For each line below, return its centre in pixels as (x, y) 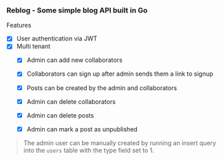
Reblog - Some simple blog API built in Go (77, 10)
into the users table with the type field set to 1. (88, 150)
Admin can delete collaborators (71, 101)
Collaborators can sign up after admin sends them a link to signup (120, 74)
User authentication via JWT (57, 39)
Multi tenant (33, 46)
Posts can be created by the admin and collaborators (102, 87)
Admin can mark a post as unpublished (82, 129)
